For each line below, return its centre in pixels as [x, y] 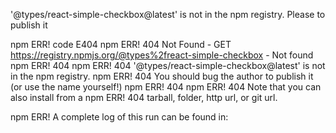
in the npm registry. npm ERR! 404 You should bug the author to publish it [162, 76]
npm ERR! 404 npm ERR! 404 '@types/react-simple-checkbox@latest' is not [168, 65]
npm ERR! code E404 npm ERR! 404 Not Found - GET [121, 44]
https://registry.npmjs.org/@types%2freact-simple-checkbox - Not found [162, 55]
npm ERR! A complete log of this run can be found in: [119, 117]
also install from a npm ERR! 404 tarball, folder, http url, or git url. [144, 97]
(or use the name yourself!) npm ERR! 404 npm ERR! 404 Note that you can [166, 87]
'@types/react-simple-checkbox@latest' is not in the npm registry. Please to [168, 14]
